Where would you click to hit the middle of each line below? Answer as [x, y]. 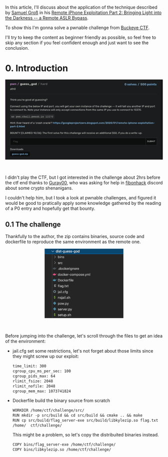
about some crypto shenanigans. [39, 188]
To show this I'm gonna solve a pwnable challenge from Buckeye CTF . [77, 28]
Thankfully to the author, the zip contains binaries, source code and [75, 237]
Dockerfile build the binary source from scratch [61, 400]
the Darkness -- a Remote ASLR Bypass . [47, 18]
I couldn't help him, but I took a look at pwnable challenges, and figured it [81, 198]
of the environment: [25, 341]
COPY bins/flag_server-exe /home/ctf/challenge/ [64, 444]
